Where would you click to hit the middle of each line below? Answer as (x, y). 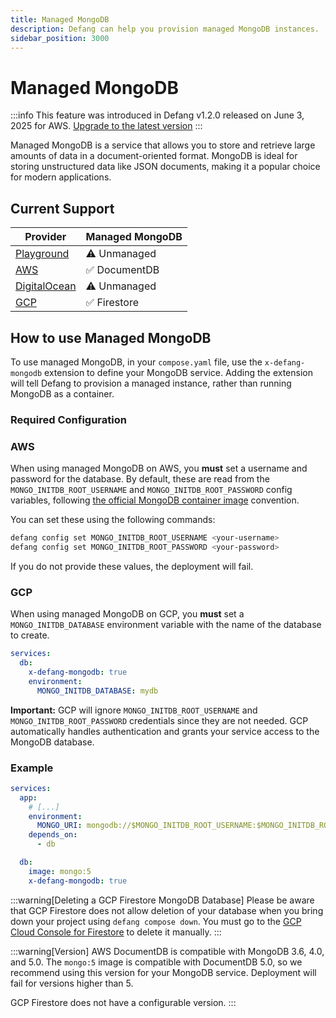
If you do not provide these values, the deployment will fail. (132, 566)
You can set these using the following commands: (113, 520)
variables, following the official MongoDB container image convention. (155, 500)
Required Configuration (68, 419)
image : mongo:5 (60, 871)
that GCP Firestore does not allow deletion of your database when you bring (167, 910)
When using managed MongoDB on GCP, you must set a (127, 614)
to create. (30, 635)
